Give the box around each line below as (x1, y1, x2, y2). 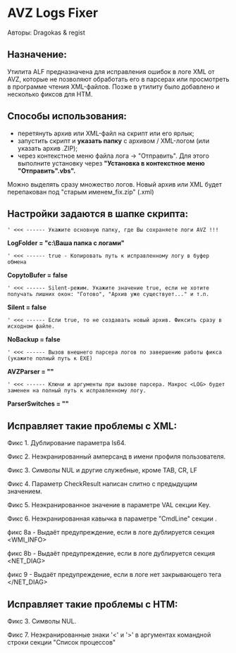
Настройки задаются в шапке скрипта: (7, 208, 189, 220)
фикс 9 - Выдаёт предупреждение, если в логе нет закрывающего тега (7, 571, 222, 579)
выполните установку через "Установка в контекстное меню (17, 158, 206, 167)
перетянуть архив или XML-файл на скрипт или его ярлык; (17, 129, 195, 137)
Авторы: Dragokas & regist (7, 28, 86, 37)
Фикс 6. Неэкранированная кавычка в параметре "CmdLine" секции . (7, 514, 217, 523)
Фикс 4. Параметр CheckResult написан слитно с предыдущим (7, 480, 197, 488)
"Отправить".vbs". (17, 166, 76, 175)
